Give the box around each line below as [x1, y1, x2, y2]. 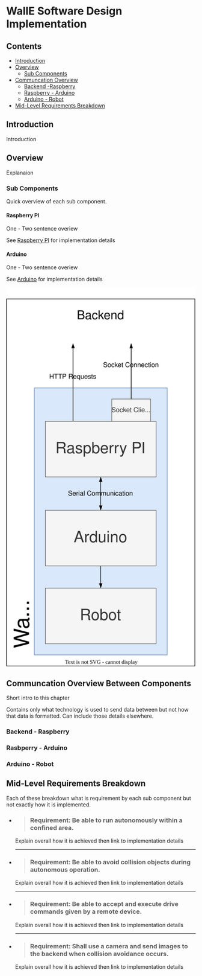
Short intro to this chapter [6, 694, 70, 701]
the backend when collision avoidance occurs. [29, 949, 169, 958]
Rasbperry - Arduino [6, 744, 68, 752]
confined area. [29, 823, 74, 832]
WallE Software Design [6, 4, 123, 18]
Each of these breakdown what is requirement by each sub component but [6, 794, 191, 802]
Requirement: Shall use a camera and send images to [29, 942, 188, 950]
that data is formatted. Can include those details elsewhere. [6, 712, 154, 719]
